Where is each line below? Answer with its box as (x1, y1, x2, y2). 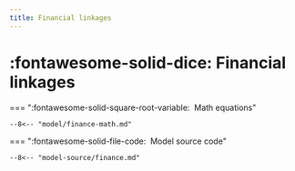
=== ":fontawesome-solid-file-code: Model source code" (9, 136, 228, 146)
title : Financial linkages (9, 13, 112, 23)
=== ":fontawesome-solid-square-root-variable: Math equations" (9, 102, 257, 113)
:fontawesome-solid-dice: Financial (9, 52, 287, 73)
